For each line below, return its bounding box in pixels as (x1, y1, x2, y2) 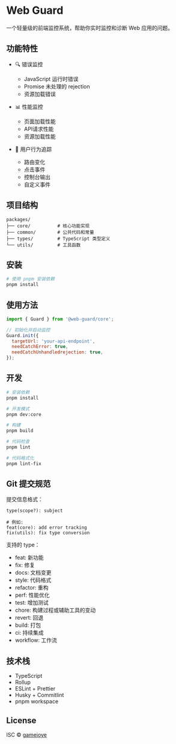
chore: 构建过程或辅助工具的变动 (14, 606, 96, 614)
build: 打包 (14, 621, 41, 629)
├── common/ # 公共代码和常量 (6, 229, 94, 235)
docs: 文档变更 (14, 569, 52, 576)
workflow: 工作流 (14, 636, 57, 644)
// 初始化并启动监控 (6, 327, 50, 333)
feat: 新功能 (14, 554, 44, 561)
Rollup (14, 678, 31, 686)
